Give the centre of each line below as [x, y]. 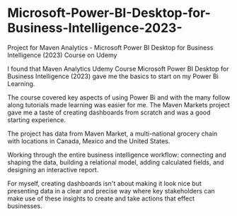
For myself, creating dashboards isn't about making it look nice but [104, 183]
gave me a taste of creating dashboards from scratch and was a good [109, 112]
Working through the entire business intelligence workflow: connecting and [117, 155]
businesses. [25, 205]
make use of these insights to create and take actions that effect [101, 198]
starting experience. [36, 120]
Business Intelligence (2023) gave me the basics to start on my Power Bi [113, 76]
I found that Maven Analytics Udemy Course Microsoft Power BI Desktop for [118, 68]
